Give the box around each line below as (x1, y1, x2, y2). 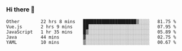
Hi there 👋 (6, 5, 36, 14)
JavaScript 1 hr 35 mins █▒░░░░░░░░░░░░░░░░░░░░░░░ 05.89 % (6, 29, 177, 35)
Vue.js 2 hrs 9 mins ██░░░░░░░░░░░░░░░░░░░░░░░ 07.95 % (6, 24, 177, 30)
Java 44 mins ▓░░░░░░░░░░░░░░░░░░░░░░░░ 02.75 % (6, 34, 177, 40)
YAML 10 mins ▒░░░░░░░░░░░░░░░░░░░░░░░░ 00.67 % (6, 40, 177, 46)
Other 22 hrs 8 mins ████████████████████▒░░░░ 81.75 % (6, 19, 177, 25)
